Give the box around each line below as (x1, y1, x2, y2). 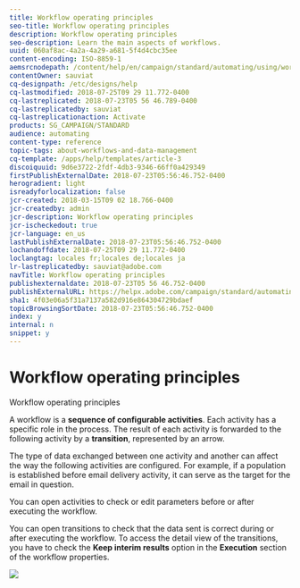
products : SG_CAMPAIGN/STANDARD (9, 122, 129, 130)
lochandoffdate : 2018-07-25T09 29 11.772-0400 (9, 246, 186, 255)
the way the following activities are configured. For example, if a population (9, 459, 286, 470)
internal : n (9, 321, 54, 330)
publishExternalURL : (9, 287, 87, 296)
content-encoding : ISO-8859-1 (9, 55, 122, 63)
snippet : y (9, 329, 50, 338)
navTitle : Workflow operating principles (9, 271, 166, 280)
